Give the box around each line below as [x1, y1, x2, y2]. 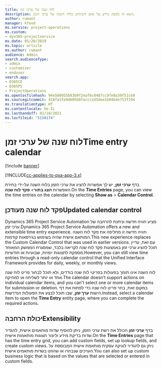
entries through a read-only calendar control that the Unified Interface [5, 255, 145, 261]
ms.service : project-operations [5, 25, 70, 30]
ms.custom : [5, 30, 27, 34]
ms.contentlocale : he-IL [5, 106, 55, 112]
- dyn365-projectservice [5, 34, 55, 39]
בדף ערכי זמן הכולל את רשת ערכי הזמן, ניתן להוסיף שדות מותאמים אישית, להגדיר [5, 327, 153, 333]
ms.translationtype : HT [5, 102, 53, 107]
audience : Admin [5, 52, 38, 57]
